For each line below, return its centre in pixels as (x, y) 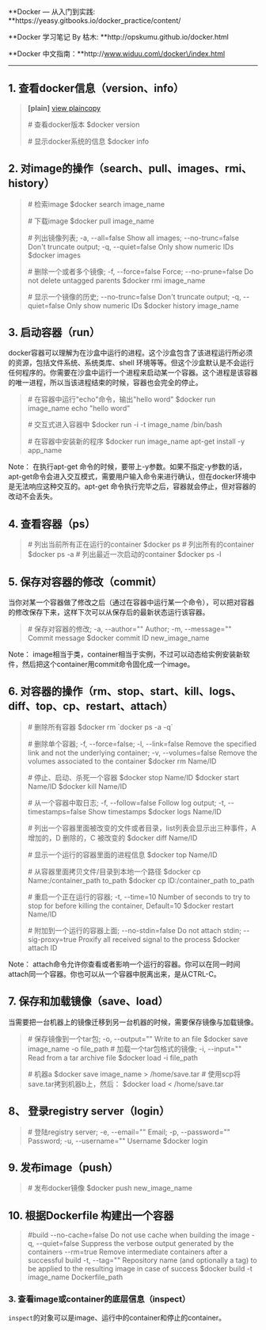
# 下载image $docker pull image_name (91, 221)
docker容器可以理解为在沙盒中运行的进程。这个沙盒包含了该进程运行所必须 (131, 353)
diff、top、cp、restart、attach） (91, 706)
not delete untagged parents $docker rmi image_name (116, 280)
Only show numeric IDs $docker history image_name (152, 305)
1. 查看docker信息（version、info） (96, 88)
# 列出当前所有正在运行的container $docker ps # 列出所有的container (141, 544)
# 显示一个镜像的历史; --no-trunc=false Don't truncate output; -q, (134, 296)
